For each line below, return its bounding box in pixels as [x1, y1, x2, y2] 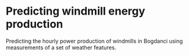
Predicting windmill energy [6, 4, 146, 18]
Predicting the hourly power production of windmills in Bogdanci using [6, 37, 183, 44]
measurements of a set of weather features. [6, 44, 117, 51]
